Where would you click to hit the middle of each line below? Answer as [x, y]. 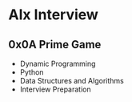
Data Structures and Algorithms [72, 81]
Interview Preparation [55, 89]
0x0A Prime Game [55, 45]
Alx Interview [53, 15]
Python [32, 72]
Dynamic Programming [58, 63]
